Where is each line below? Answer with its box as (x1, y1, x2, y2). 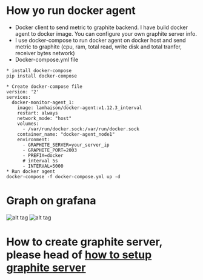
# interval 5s (22, 158, 59, 164)
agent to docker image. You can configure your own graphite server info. (15, 30, 198, 37)
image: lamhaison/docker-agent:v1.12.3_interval (17, 104, 142, 111)
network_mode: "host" (17, 115, 72, 121)
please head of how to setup (6, 248, 152, 262)
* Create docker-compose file (6, 83, 83, 90)
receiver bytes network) (15, 49, 75, 56)
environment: (17, 136, 50, 142)
